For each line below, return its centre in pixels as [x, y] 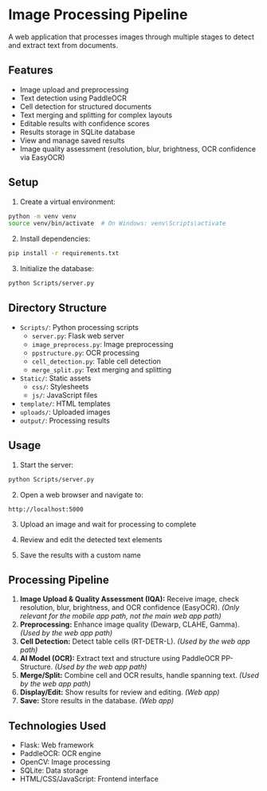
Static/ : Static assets [55, 378]
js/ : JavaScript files [65, 395]
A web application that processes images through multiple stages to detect [132, 37]
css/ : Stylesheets [60, 386]
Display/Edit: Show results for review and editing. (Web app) [120, 692]
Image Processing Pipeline [98, 15]
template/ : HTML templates [65, 403]
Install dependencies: [55, 239]
